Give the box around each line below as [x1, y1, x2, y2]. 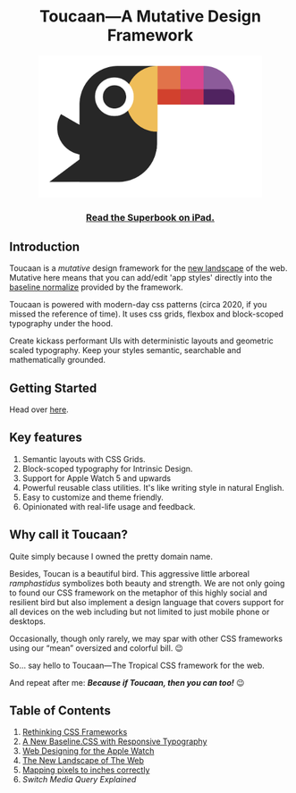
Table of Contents [9, 704, 112, 719]
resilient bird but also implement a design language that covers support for [9, 596, 284, 607]
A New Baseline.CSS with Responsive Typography [21, 736, 207, 747]
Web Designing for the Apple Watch [21, 746, 155, 756]
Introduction [9, 239, 80, 254]
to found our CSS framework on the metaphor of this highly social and [9, 587, 268, 598]
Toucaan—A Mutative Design [38, 6, 262, 27]
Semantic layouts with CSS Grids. [21, 453, 146, 464]
